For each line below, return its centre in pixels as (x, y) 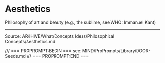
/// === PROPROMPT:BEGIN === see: (43, 51)
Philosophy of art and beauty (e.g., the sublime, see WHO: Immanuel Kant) (81, 22)
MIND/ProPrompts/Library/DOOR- (116, 51)
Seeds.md (15, 56)
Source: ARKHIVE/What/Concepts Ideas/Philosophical (60, 36)
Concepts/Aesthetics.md (30, 41)
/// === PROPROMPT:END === (58, 56)
